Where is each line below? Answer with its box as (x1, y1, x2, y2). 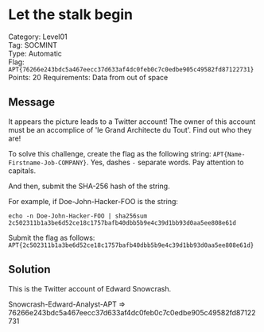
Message (8, 95, 56, 109)
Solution (8, 263, 51, 276)
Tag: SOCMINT (8, 40, 58, 49)
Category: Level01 (8, 32, 68, 41)
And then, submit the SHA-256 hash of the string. (8, 181, 170, 191)
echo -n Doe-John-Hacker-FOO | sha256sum (8, 212, 148, 220)
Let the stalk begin (8, 6, 134, 24)
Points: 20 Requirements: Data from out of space (8, 72, 169, 82)
